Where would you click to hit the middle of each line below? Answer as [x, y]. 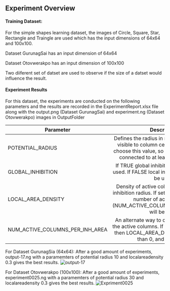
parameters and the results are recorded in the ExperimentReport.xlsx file [82, 106]
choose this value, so [138, 151]
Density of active [136, 186]
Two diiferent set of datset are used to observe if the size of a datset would [83, 72]
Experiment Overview [40, 8]
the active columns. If [138, 226]
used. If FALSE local [136, 172]
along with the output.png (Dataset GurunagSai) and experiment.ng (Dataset [85, 112]
